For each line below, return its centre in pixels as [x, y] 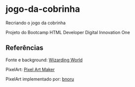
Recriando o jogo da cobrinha [36, 23]
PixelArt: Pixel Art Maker [30, 69]
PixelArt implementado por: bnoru [40, 79]
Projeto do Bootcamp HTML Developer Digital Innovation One [68, 32]
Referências [25, 48]
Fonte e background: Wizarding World [44, 60]
